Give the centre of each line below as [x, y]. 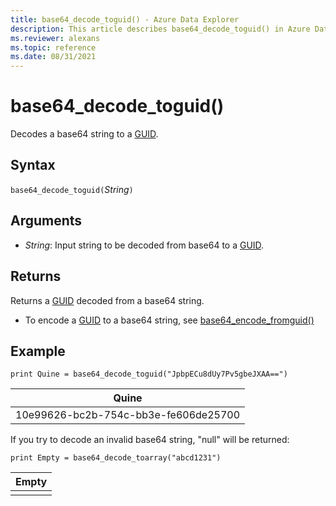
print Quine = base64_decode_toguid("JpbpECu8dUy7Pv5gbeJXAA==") [149, 374]
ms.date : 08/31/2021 [53, 57]
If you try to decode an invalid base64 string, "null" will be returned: [150, 440]
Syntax [33, 165]
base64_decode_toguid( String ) [72, 189]
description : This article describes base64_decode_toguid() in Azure [160, 29]
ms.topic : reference [53, 47]
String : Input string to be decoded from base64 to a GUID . [144, 245]
